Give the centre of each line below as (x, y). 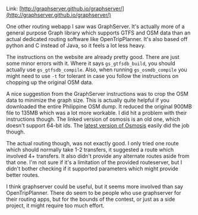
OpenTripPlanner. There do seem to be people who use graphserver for (94, 193)
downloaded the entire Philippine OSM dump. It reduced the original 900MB (99, 106)
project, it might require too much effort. (55, 205)
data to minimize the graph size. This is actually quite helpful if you (88, 100)
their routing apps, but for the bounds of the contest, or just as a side (91, 199)
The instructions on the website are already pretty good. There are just (93, 57)
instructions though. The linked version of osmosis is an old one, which (93, 119)
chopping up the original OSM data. (50, 82)
